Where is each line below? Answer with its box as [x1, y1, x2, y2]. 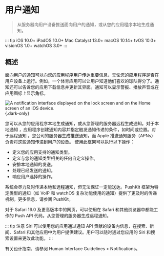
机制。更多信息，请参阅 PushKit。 [5, 196, 73, 202]
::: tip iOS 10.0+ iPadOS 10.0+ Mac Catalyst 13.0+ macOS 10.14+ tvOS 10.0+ [5, 37, 156, 43]
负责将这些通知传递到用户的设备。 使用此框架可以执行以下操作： [5, 139, 135, 145]
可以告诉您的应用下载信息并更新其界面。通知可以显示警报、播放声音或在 [13, 84, 159, 90]
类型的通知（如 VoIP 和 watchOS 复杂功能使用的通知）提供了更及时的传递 [9, 190, 157, 196]
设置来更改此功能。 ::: [9, 235, 53, 241]
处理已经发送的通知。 [12, 167, 55, 173]
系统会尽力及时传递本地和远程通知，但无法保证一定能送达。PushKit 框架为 [5, 184, 155, 190]
